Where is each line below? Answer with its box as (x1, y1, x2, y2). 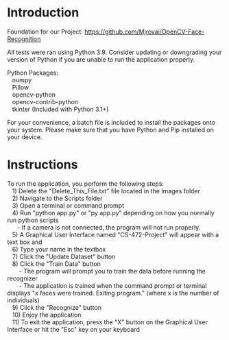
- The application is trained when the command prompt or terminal (19, 281, 207, 289)
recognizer (7, 274, 38, 282)
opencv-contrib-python (12, 97, 79, 106)
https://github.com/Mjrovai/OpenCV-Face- (84, 27, 205, 36)
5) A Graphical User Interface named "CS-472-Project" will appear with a (12, 230, 219, 239)
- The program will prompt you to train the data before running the (19, 267, 206, 275)
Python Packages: (7, 69, 58, 77)
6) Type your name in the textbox (12, 245, 106, 253)
